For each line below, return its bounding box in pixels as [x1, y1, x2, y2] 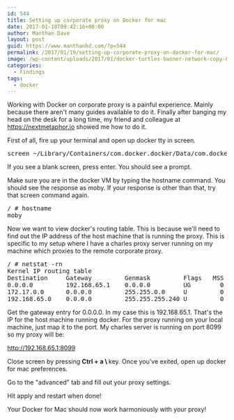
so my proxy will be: [7, 330, 65, 339]
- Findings [13, 68, 45, 75]
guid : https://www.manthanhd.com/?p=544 [7, 42, 127, 49]
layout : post [7, 36, 45, 43]
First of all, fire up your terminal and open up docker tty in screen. [7, 137, 196, 145]
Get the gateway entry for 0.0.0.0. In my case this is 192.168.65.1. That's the [7, 308, 223, 317]
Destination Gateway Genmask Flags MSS [7, 274, 224, 282]
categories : [7, 62, 42, 69]
